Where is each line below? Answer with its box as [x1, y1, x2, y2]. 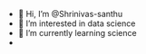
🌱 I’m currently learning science [17, 28, 138, 38]
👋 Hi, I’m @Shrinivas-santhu [17, 9, 123, 19]
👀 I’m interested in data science [17, 18, 136, 29]
